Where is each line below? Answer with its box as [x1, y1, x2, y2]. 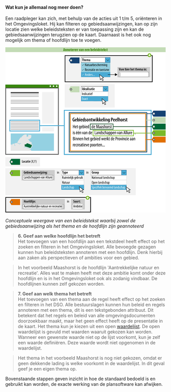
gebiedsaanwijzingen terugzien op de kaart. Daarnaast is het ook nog [5, 32, 151, 38]
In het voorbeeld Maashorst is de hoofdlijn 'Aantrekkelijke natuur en [17, 265, 159, 271]
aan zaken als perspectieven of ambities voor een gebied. [17, 255, 139, 261]
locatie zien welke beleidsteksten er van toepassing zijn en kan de [5, 26, 144, 33]
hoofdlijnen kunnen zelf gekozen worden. [17, 281, 105, 287]
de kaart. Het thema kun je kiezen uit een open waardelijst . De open [17, 324, 160, 330]
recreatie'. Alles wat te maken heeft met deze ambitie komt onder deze [17, 270, 166, 276]
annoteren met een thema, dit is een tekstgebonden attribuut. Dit [17, 307, 154, 313]
